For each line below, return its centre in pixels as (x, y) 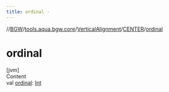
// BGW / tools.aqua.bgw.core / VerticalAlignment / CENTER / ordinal (84, 29)
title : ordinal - (28, 12)
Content (16, 76)
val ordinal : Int (24, 82)
